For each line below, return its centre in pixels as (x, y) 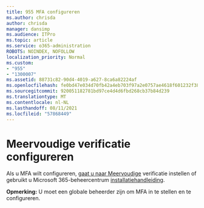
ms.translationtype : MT (36, 97)
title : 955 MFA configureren (43, 12)
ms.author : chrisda (31, 18)
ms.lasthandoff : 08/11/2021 (42, 108)
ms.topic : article (29, 40)
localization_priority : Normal (46, 57)
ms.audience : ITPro (31, 35)
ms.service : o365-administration (49, 46)
